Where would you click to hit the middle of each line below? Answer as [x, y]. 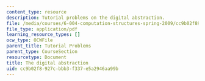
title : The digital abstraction [47, 63]
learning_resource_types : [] [43, 35]
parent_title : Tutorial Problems [49, 46]
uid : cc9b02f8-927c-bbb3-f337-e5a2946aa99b [63, 69]
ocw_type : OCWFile [30, 40]
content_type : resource [37, 12]
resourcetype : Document [37, 57]
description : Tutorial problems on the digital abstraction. [86, 18]
